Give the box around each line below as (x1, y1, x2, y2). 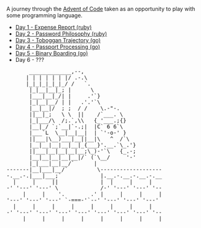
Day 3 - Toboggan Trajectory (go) (15, 37, 101, 44)
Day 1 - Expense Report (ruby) (15, 24, 92, 31)
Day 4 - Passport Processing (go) (15, 43, 100, 50)
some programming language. (6, 12, 83, 19)
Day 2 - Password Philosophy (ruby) (15, 30, 108, 37)
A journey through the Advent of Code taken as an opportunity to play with (6, 6, 195, 12)
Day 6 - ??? (15, 56, 44, 63)
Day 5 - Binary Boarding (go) (15, 50, 89, 57)
